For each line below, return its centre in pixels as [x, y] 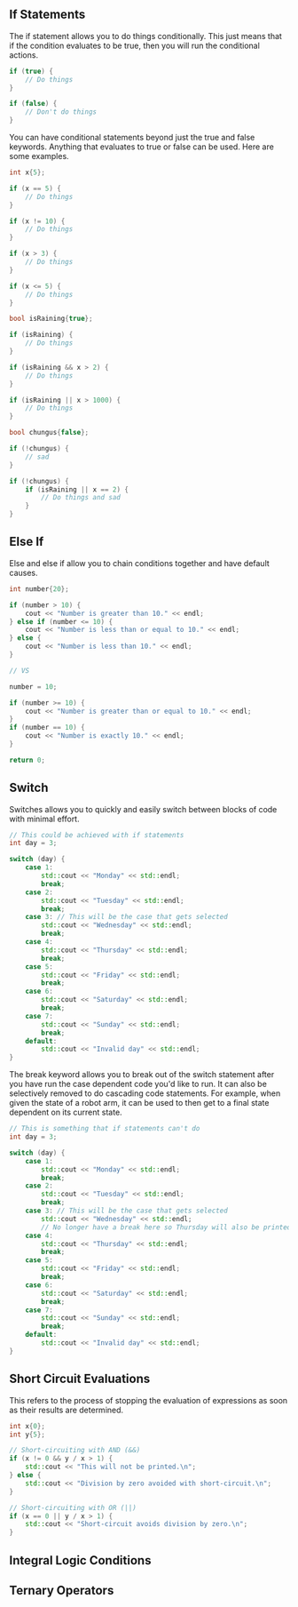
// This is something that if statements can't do [105, 1129]
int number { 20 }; [39, 589]
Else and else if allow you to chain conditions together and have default [140, 563]
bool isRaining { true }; [51, 319]
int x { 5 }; [27, 172]
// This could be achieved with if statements [97, 835]
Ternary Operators [62, 1590]
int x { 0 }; [27, 1426]
